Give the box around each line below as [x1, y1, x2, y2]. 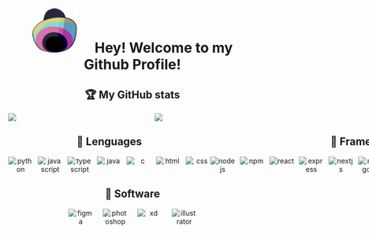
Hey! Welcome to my [94, 39, 233, 57]
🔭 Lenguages [76, 135, 143, 149]
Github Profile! [84, 56, 181, 74]
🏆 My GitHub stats [84, 87, 181, 102]
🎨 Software [105, 188, 160, 201]
